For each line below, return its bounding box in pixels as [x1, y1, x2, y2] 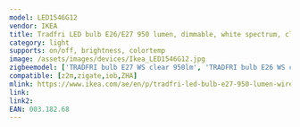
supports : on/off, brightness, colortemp [9, 47, 166, 55]
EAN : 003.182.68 [9, 105, 70, 114]
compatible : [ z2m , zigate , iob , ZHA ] [9, 72, 138, 80]
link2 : [9, 96, 34, 106]
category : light [9, 38, 70, 47]
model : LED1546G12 [9, 13, 78, 22]
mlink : [9, 80, 34, 89]
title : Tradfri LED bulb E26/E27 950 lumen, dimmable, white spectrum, [9, 30, 281, 38]
